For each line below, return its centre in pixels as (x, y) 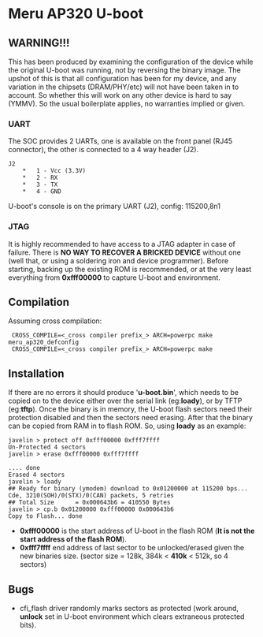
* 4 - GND (42, 192)
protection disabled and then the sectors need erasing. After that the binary (131, 418)
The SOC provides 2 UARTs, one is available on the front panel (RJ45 (120, 141)
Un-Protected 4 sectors (47, 447)
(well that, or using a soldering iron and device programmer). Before (119, 260)
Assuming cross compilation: (55, 321)
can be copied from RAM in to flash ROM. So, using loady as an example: (127, 426)
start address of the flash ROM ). (73, 539)
